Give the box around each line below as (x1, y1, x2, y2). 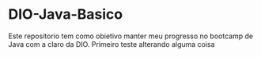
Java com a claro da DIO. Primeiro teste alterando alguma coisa (8, 39, 215, 48)
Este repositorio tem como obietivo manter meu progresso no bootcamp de (8, 31, 254, 41)
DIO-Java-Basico (8, 5, 123, 23)
